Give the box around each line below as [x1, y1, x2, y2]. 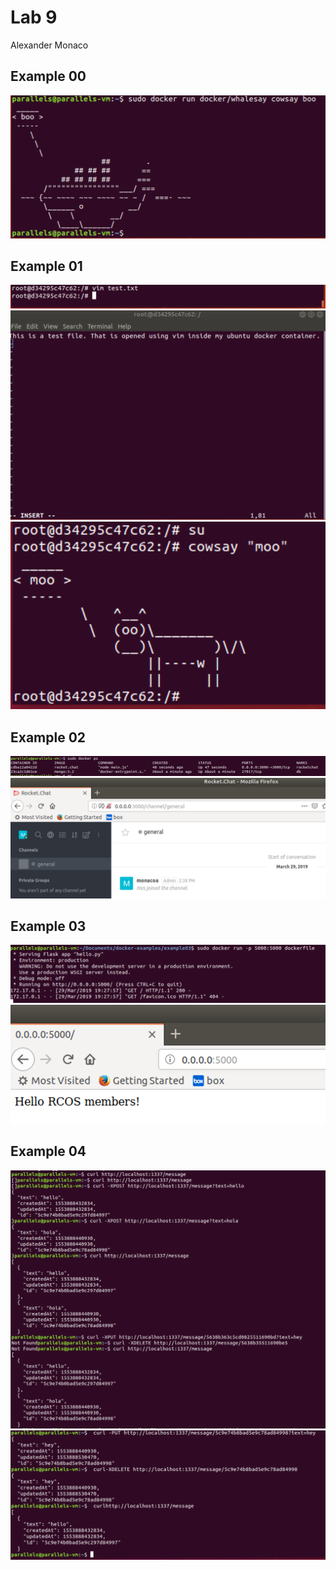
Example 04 [10, 1143, 87, 1160]
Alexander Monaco [10, 39, 89, 51]
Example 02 [10, 729, 87, 746]
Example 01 [10, 258, 83, 275]
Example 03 [10, 918, 87, 935]
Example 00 [10, 68, 87, 85]
